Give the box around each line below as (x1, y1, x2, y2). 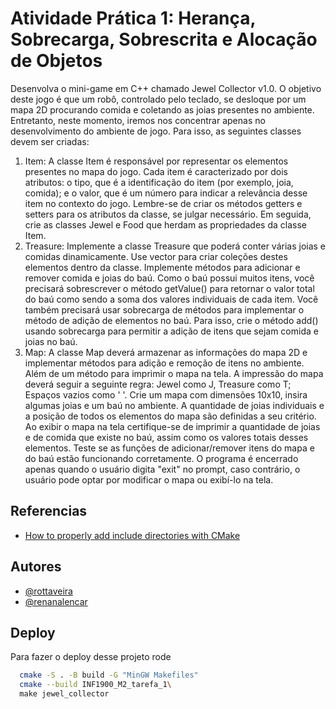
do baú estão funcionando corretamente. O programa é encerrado (24, 452, 299, 464)
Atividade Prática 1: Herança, (10, 7, 256, 30)
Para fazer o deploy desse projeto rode (10, 651, 172, 663)
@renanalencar (24, 595, 88, 607)
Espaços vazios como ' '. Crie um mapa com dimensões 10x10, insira (24, 388, 308, 401)
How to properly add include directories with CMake (24, 529, 241, 541)
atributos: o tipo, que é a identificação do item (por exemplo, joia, (24, 176, 294, 188)
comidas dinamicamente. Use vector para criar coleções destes (24, 250, 288, 262)
